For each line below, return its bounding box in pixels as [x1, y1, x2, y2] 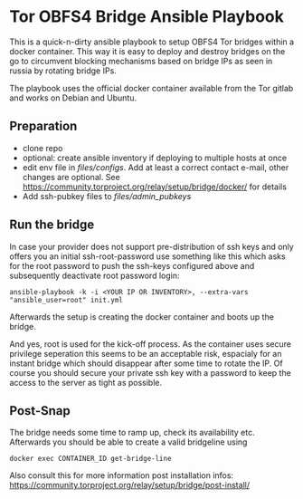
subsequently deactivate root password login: [9, 270, 180, 281]
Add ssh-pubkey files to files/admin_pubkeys [22, 190, 192, 201]
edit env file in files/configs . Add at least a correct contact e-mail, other [22, 161, 289, 173]
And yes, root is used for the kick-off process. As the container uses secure [9, 338, 292, 350]
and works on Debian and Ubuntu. [9, 92, 137, 103]
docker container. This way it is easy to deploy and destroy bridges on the [9, 45, 286, 56]
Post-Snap [9, 403, 71, 418]
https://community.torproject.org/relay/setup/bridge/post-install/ [9, 480, 251, 491]
